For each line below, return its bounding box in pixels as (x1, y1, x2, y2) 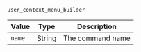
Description (76, 21, 117, 31)
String (37, 33, 57, 43)
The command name (63, 33, 131, 43)
